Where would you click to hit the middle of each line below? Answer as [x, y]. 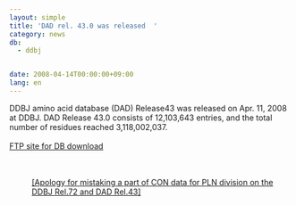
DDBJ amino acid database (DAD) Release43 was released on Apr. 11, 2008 [148, 108]
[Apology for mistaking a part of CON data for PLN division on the [152, 182]
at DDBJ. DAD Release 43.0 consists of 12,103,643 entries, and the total [141, 118]
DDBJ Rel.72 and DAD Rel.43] [86, 192]
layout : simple [38, 17]
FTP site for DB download [56, 146]
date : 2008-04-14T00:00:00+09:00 [72, 75]
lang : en [25, 83]
